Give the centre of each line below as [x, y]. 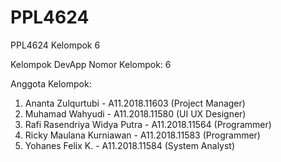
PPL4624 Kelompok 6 [55, 45]
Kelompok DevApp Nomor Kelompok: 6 [91, 64]
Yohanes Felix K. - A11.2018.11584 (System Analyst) [130, 145]
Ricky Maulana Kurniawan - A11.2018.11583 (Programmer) [142, 135]
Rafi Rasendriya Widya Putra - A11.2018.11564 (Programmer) [148, 124]
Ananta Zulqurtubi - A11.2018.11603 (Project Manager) [135, 103]
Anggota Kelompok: [51, 83]
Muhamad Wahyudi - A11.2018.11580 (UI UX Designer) [135, 113]
